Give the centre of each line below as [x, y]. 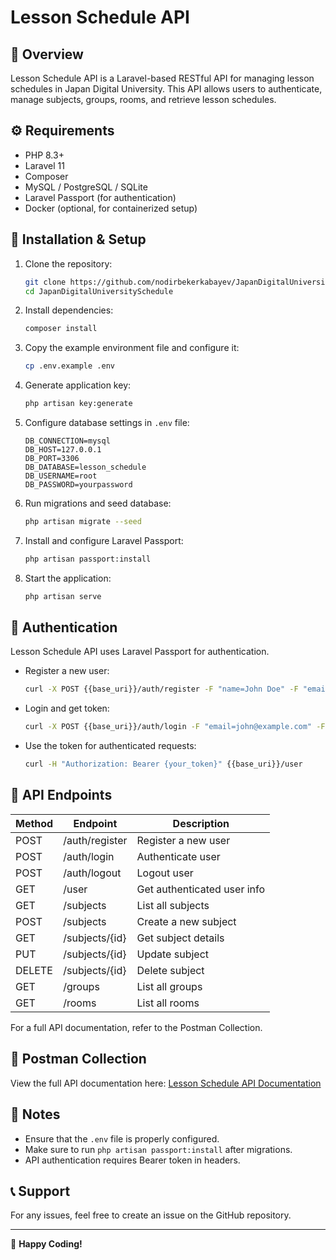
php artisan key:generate [78, 404]
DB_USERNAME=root [61, 476]
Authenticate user [178, 856]
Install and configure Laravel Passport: [104, 540]
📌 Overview [47, 54]
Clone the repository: [68, 263]
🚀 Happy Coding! [46, 1244]
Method [34, 823]
